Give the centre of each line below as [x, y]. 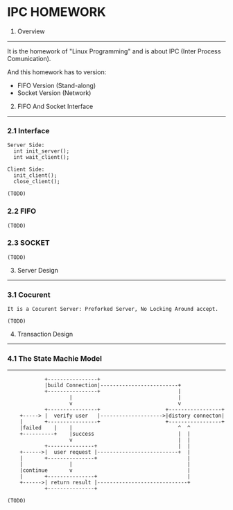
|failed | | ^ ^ [105, 428]
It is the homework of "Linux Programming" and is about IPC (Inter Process [114, 51]
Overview [31, 31]
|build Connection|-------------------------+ [113, 386]
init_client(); [35, 176]
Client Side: [26, 170]
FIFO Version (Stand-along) [56, 85]
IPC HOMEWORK [57, 12]
